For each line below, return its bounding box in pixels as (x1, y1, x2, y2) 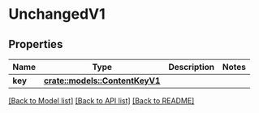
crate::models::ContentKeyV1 (43, 75, 161, 86)
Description (168, 62, 215, 72)
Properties (8, 37, 63, 51)
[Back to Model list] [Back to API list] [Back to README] (8, 96, 195, 106)
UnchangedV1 (8, 5, 106, 24)
